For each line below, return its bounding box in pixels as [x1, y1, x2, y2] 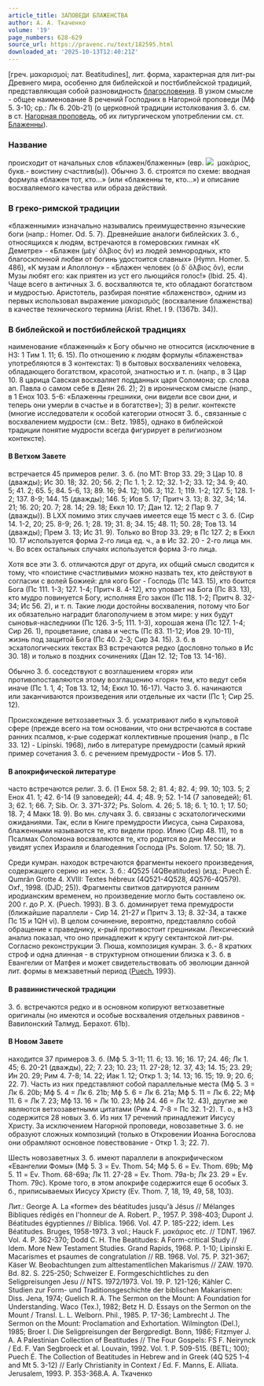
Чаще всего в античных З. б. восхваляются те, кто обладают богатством [8, 279, 253, 289]
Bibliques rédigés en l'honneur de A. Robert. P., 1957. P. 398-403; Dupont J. [8, 1210, 254, 1219]
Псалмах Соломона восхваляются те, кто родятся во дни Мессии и [8, 834, 236, 844]
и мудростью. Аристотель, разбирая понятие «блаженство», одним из [8, 288, 246, 297]
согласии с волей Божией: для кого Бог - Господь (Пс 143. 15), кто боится [8, 576, 256, 586]
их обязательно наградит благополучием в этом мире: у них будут [8, 610, 233, 619]
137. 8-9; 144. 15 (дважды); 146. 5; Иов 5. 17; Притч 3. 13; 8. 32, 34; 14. [16, 494, 247, 504]
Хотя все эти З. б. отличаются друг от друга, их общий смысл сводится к [8, 560, 255, 569]
